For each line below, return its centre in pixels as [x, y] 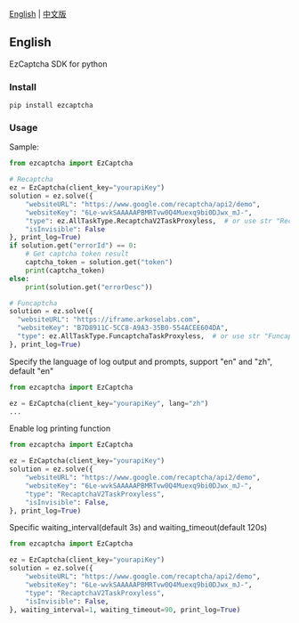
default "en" [32, 371]
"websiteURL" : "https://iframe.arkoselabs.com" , [109, 320]
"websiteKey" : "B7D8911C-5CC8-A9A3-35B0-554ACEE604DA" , [123, 328]
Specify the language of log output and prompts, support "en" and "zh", [141, 361]
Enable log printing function [60, 429]
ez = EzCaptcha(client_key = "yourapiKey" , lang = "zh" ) [109, 403]
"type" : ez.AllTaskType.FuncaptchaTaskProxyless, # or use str [139, 336]
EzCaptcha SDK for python [59, 64]
